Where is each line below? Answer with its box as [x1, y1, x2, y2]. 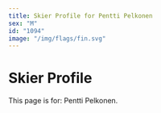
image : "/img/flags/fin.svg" [8, 34, 106, 43]
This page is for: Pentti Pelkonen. [8, 96, 118, 106]
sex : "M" [8, 19, 38, 27]
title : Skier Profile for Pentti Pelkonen [8, 11, 153, 20]
